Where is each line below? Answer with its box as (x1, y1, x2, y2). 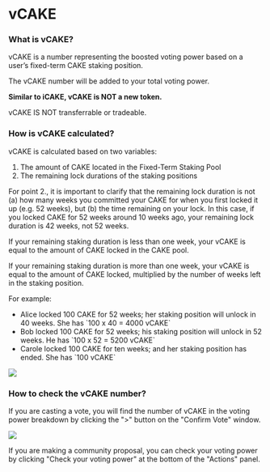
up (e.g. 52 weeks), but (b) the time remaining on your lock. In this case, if (8, 203, 255, 213)
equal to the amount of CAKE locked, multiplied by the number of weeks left (8, 269, 261, 279)
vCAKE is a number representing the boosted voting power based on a (8, 52, 244, 62)
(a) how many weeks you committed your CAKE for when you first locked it (8, 195, 259, 205)
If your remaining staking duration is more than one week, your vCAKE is (8, 261, 250, 270)
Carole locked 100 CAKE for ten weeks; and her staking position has (19, 343, 247, 353)
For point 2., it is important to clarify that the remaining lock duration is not (8, 186, 256, 196)
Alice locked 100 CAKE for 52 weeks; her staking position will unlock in (19, 309, 256, 319)
